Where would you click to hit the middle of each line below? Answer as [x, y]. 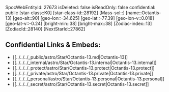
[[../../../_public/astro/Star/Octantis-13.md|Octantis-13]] [70, 57]
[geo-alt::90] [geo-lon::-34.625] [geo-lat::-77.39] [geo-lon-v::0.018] [83, 18]
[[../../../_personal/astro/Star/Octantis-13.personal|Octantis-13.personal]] [88, 79]
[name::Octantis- [143, 13]
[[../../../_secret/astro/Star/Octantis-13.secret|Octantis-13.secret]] [81, 84]
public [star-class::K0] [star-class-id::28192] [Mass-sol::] [65, 13]
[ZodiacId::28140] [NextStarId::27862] [45, 29]
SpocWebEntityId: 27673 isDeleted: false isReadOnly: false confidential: [80, 7]
